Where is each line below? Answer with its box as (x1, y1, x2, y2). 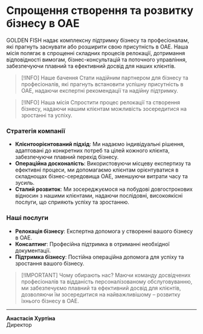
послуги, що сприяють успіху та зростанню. (14, 198, 130, 206)
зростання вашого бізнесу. (14, 259, 85, 267)
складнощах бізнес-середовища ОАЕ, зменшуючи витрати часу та (14, 173, 188, 180)
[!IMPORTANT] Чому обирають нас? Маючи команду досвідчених (21, 271, 191, 279)
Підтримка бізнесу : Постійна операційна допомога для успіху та (14, 253, 184, 261)
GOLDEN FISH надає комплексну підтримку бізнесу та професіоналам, (6, 36, 189, 44)
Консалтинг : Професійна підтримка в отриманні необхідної (14, 240, 170, 247)
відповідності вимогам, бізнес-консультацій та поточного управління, (6, 56, 187, 63)
